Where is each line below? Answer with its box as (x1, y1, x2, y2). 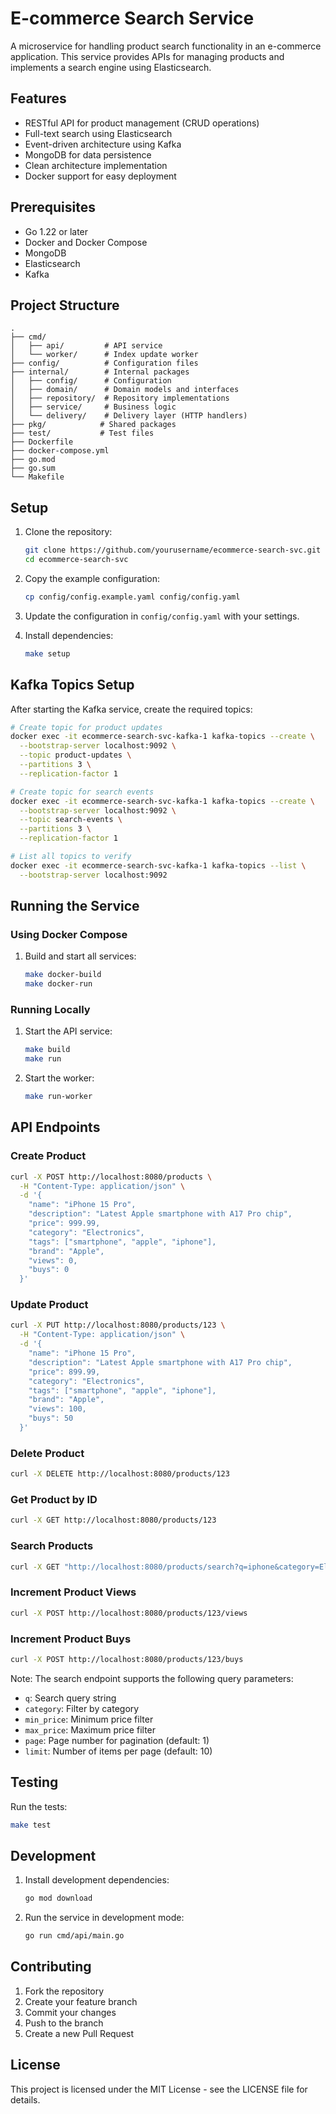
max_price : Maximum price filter (24, 1723, 157, 1736)
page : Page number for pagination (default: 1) (24, 1734, 210, 1746)
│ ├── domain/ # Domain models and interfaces (10, 385, 240, 395)
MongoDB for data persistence (24, 148, 152, 161)
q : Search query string (24, 1692, 117, 1704)
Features (10, 90, 67, 107)
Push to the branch (24, 2017, 104, 2029)
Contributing (10, 1958, 92, 1976)
